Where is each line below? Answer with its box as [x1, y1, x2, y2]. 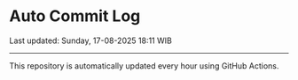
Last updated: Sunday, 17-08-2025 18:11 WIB [9, 35, 173, 46]
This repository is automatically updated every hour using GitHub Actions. [9, 60, 279, 71]
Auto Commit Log [9, 6, 141, 26]
